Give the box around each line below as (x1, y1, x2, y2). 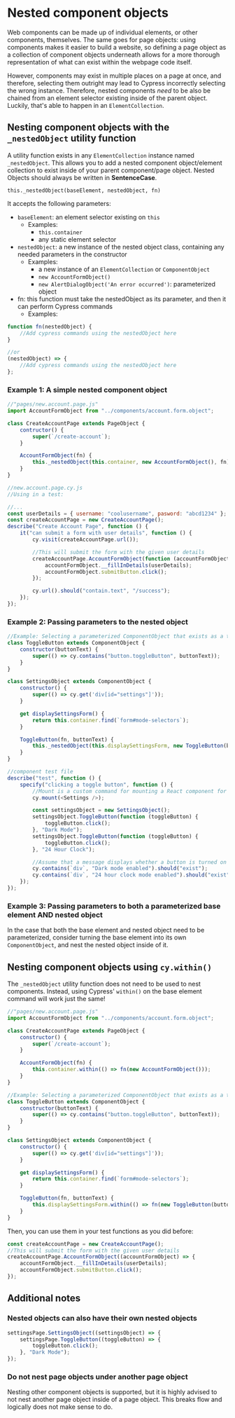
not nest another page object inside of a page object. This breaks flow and (7, 1396, 222, 1404)
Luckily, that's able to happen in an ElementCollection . (7, 101, 164, 109)
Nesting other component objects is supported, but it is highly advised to (7, 1388, 218, 1396)
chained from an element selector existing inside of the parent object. (7, 93, 208, 102)
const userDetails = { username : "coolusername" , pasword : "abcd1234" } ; (7, 510, 227, 517)
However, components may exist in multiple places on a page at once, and (7, 71, 222, 80)
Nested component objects (7, 5, 169, 21)
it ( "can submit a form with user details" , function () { (20, 530, 192, 537)
